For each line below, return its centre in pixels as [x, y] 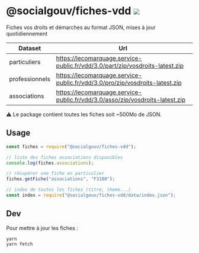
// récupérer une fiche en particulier [55, 174]
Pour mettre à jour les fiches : [42, 228]
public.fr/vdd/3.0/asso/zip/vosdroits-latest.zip [121, 100]
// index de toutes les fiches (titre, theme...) [69, 190]
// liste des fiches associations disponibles [65, 157]
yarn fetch [20, 244]
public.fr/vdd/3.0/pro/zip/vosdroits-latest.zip [119, 82]
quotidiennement [27, 33]
